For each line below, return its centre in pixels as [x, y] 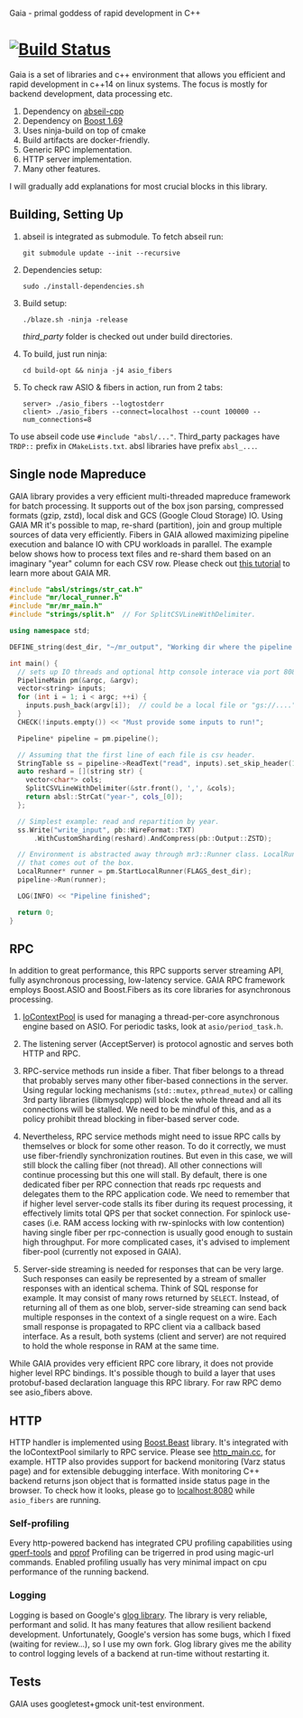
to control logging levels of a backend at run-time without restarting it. [140, 1653]
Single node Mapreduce [78, 475]
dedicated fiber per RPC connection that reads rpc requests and [142, 1185]
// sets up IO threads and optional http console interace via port [149, 672]
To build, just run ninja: [64, 354]
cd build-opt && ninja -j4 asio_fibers [97, 370]
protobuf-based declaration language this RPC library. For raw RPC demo [146, 1383]
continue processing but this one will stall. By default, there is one [145, 1175]
